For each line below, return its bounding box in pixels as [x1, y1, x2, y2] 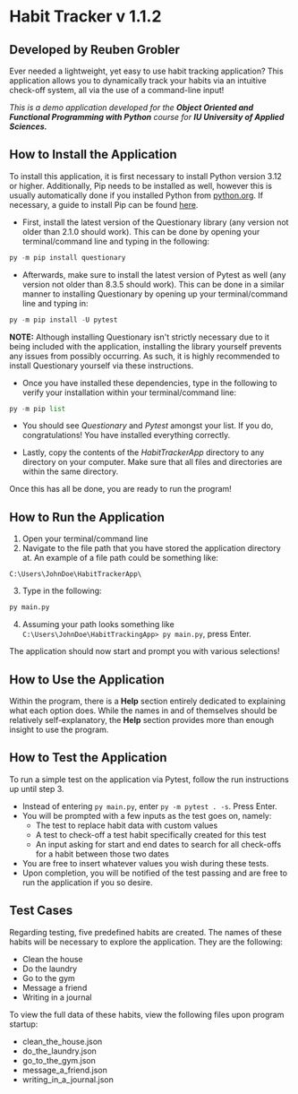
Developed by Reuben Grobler [9, 42, 181, 57]
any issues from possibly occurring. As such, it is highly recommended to [9, 350, 280, 361]
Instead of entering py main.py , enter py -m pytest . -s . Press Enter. [21, 800, 277, 812]
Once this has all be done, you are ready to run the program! [9, 484, 233, 495]
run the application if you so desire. [21, 876, 154, 888]
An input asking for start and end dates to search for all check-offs [35, 839, 282, 849]
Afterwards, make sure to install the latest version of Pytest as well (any [21, 269, 286, 280]
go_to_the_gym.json [21, 1055, 96, 1065]
